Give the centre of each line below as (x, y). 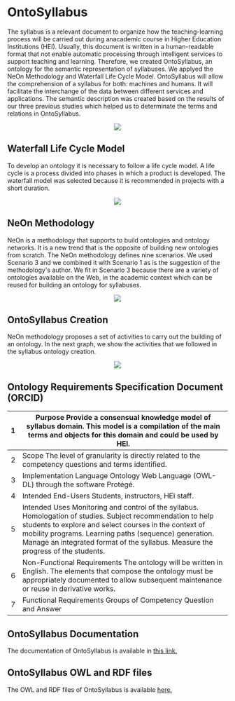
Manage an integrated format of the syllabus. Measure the (117, 543)
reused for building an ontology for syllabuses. (74, 285)
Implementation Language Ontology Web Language (107, 476)
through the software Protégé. (85, 484)
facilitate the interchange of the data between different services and (106, 91)
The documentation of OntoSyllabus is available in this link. (92, 651)
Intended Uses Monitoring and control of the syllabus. (111, 508)
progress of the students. (64, 551)
